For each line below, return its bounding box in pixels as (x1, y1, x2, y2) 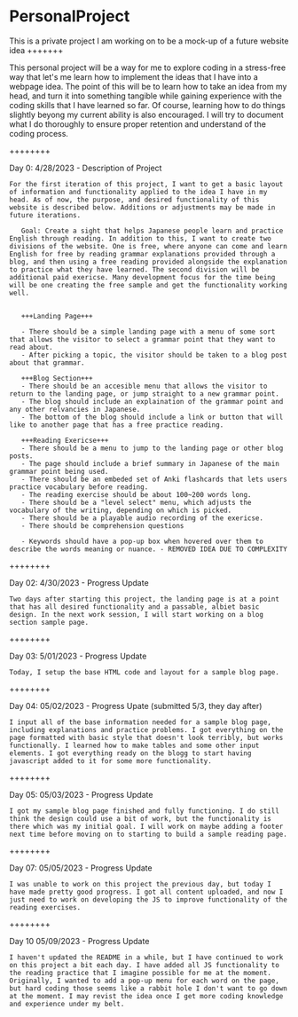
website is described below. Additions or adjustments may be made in (9, 202, 276, 212)
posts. (9, 451, 34, 461)
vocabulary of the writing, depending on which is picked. (9, 506, 232, 515)
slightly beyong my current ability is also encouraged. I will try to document (9, 109, 284, 120)
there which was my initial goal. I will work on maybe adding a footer (9, 822, 284, 831)
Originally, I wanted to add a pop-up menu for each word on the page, (9, 976, 279, 985)
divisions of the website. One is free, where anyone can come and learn (9, 241, 288, 250)
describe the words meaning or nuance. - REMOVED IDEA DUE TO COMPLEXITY (9, 544, 288, 554)
